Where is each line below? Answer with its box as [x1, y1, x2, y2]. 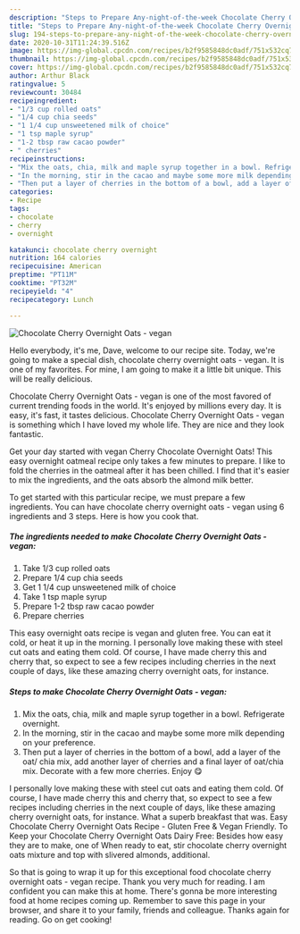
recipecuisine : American [9, 262, 102, 271]
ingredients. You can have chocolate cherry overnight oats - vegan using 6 [9, 501, 285, 512]
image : [9, 46, 34, 55]
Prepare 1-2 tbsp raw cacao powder [21, 601, 154, 612]
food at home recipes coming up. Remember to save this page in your [9, 896, 266, 906]
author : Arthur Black [9, 72, 90, 80]
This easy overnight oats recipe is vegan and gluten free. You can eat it [9, 627, 271, 639]
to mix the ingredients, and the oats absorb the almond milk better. [9, 475, 254, 485]
